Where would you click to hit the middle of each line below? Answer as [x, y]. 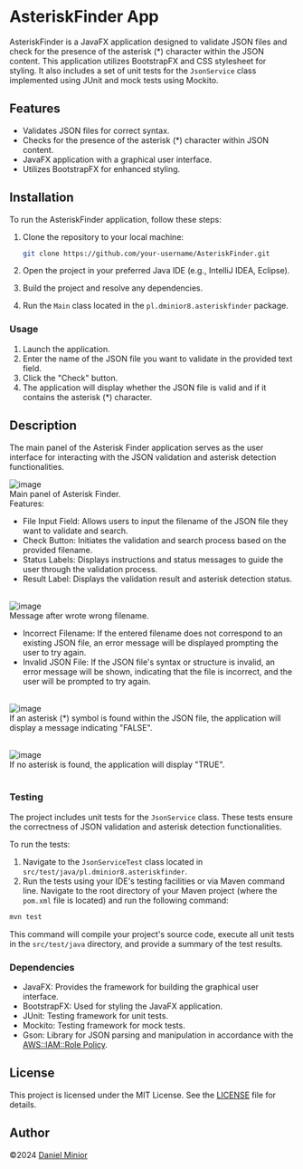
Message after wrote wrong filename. [79, 615]
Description [43, 426]
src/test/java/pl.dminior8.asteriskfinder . [105, 871]
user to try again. [54, 652]
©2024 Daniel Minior [48, 1155]
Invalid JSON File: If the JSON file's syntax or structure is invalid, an [149, 662]
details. [23, 1104]
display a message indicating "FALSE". [81, 727]
